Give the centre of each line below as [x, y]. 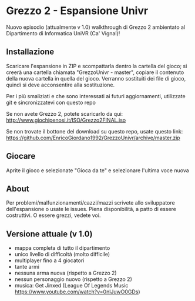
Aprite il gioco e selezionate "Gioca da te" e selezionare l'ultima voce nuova [97, 170]
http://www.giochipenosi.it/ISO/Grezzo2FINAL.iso [66, 120]
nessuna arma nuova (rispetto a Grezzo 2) [65, 273]
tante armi [27, 267]
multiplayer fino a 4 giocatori [49, 260]
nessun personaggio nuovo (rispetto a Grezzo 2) [73, 279]
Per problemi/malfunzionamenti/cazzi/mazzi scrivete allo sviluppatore [90, 203]
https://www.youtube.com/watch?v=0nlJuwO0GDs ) [77, 292]
